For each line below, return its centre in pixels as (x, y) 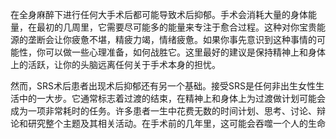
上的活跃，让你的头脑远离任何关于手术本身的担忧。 (115, 64)
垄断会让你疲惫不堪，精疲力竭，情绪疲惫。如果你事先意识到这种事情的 (172, 39)
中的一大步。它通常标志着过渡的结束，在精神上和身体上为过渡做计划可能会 (172, 98)
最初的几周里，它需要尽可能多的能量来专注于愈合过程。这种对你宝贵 (176, 27)
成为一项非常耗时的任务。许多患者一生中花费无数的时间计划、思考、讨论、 (163, 111)
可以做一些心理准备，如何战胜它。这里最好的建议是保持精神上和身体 (185, 52)
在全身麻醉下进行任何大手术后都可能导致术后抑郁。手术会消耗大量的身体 (159, 14)
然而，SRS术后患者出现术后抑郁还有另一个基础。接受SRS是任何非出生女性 (163, 86)
